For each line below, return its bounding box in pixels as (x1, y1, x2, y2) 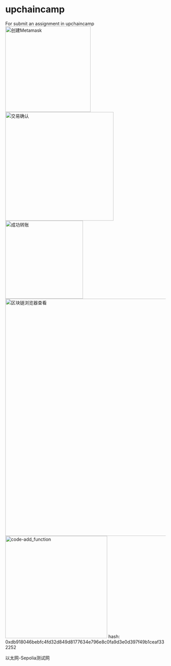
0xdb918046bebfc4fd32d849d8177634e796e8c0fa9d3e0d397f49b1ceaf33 (5, 638, 164, 645)
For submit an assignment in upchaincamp (5, 20, 94, 27)
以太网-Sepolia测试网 (5, 655, 50, 661)
